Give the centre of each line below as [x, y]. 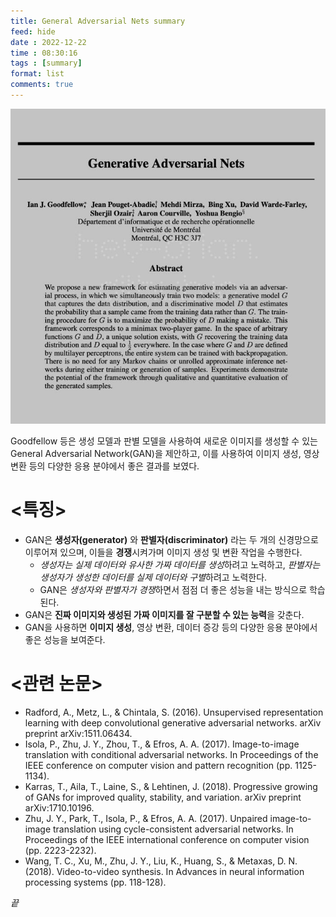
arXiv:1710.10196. [59, 807]
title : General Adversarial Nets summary [98, 21]
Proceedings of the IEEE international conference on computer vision [167, 839]
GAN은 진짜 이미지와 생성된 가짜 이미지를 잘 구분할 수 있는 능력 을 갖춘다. [164, 614]
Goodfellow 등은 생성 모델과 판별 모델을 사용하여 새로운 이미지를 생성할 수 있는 [164, 441]
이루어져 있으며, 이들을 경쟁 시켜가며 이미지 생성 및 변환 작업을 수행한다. [163, 552]
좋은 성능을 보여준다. [65, 639]
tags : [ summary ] [46, 63]
